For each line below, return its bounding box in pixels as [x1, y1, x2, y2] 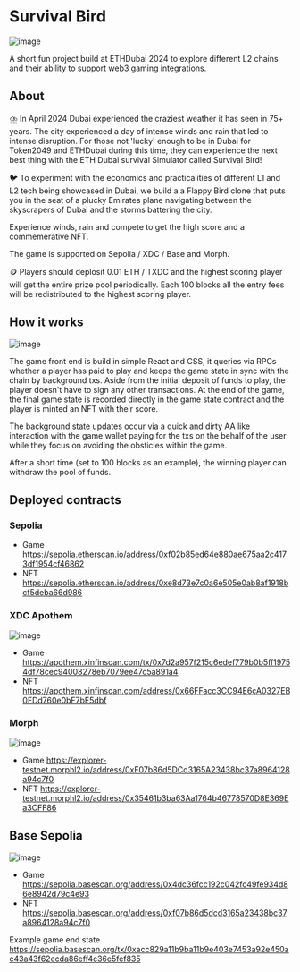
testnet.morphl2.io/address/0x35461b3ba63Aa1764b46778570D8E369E [21, 792, 289, 803]
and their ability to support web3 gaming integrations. [9, 63, 207, 73]
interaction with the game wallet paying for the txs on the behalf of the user [9, 430, 287, 440]
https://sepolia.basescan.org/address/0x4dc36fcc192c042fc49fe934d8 [21, 879, 288, 890]
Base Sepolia [9, 828, 83, 843]
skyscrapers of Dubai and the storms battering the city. [9, 204, 212, 215]
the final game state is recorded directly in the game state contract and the [9, 394, 285, 405]
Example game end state [9, 934, 101, 945]
